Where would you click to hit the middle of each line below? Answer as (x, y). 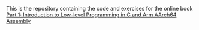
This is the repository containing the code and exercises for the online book (99, 9)
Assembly (19, 21)
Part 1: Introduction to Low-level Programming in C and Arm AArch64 (91, 15)
